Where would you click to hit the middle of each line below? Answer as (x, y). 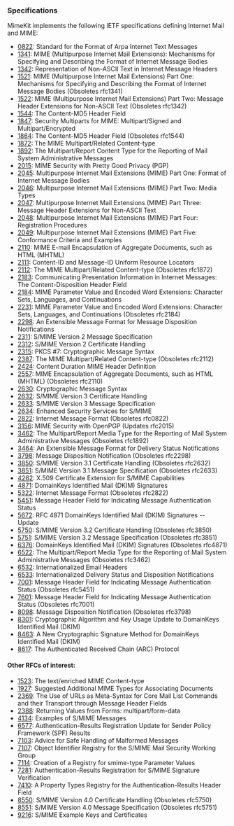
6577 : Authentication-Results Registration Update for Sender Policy (114, 725)
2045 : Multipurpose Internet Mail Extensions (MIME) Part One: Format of (122, 173)
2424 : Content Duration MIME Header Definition (86, 367)
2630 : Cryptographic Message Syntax (72, 389)
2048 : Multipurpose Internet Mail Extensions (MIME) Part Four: (108, 218)
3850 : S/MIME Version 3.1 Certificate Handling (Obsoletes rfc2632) (114, 463)
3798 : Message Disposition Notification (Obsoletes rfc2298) (104, 456)
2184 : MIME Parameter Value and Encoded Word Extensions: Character (120, 292)
